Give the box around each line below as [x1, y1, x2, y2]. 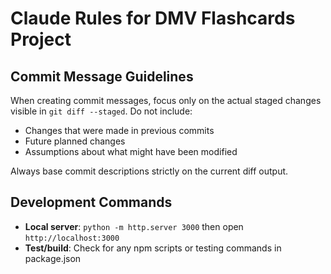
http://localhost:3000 [24, 233, 120, 243]
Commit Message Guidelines [10, 68, 194, 85]
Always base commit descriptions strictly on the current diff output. [10, 165, 289, 177]
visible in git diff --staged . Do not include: [10, 105, 193, 117]
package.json [24, 252, 82, 264]
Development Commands [10, 194, 173, 211]
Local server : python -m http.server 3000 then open [24, 220, 244, 232]
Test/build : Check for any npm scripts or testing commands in [24, 242, 282, 254]
